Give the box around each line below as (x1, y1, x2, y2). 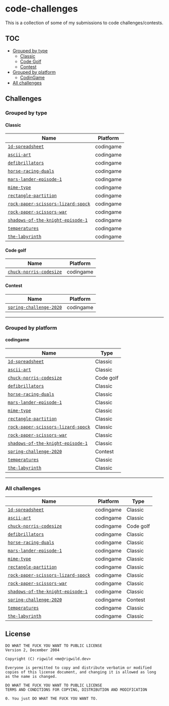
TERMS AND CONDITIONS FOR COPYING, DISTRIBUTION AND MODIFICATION (5, 687, 147, 692)
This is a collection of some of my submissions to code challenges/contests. (5, 20, 163, 26)
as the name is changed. (5, 674, 57, 679)
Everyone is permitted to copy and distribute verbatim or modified (5, 665, 152, 670)
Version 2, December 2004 (5, 648, 59, 653)
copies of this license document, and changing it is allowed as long (5, 669, 156, 675)
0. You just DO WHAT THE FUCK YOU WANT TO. (5, 696, 98, 701)
